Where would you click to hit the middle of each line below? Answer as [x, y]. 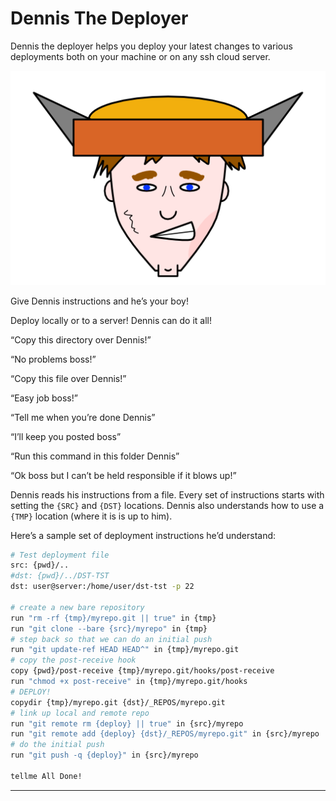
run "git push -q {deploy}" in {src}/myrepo [104, 755]
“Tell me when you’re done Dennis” [83, 417]
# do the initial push [57, 745]
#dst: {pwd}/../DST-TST [60, 576]
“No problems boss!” [53, 359]
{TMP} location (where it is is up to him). [91, 516]
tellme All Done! [46, 776]
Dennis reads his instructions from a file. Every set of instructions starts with [167, 494]
